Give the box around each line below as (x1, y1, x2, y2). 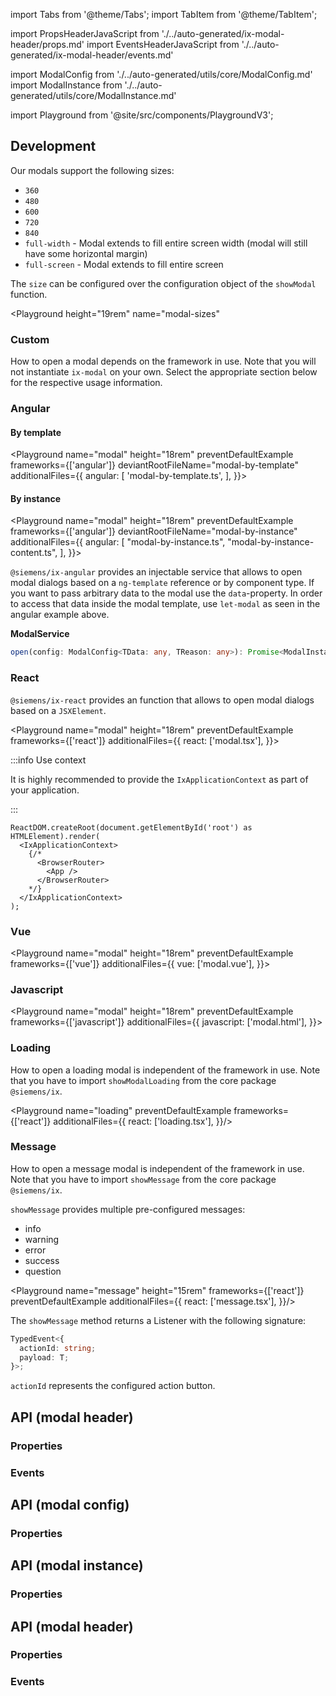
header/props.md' (10, 39, 85, 50)
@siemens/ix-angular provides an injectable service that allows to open (10, 566, 303, 578)
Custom (10, 332, 50, 346)
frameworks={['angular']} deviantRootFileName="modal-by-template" (10, 459, 299, 471)
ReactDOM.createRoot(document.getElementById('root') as (10, 822, 253, 833)
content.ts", (10, 547, 58, 559)
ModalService (10, 628, 70, 640)
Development (10, 138, 97, 155)
